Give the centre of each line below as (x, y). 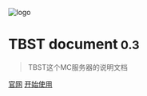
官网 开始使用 (30, 84)
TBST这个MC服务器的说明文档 (77, 67)
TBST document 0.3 (74, 44)
